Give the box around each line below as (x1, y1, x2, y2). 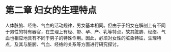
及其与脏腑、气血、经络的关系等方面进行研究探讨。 (14, 41, 121, 47)
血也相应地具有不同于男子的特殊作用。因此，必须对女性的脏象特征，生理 (5, 35, 157, 41)
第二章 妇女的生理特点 (5, 5, 97, 16)
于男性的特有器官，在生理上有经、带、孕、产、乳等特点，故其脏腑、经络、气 (5, 28, 166, 34)
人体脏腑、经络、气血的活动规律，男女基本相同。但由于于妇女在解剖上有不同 (5, 22, 166, 28)
